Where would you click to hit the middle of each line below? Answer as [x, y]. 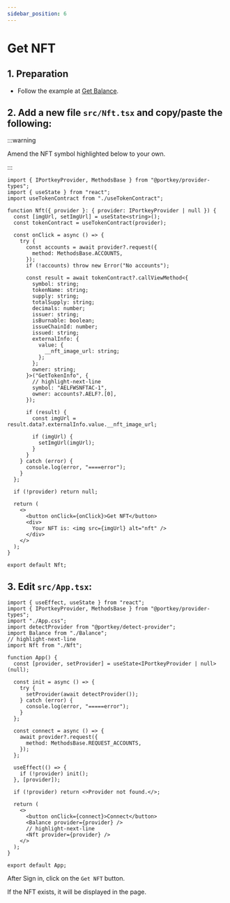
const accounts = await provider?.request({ [91, 248]
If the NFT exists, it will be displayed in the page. [77, 892]
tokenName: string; [61, 291]
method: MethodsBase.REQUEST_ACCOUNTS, [83, 743]
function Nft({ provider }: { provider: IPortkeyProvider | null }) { [112, 211]
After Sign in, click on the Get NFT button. [66, 879]
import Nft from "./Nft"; [45, 646]
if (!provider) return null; [56, 492]
